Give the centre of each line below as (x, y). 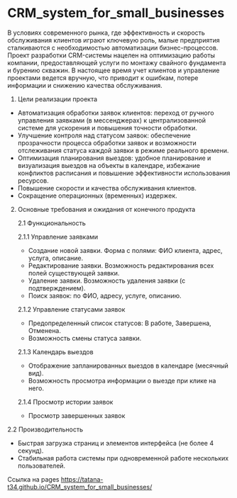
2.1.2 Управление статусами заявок (71, 309)
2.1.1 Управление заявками (58, 237)
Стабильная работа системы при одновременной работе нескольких (123, 458)
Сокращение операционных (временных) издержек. (97, 196)
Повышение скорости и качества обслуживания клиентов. (107, 188)
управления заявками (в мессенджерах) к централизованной (111, 120)
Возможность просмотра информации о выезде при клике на (122, 380)
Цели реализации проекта (57, 99)
